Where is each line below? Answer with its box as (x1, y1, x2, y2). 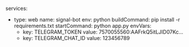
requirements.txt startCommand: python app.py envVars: (13, 23, 152, 29)
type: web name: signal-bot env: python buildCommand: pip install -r (13, 16, 180, 23)
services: (5, 5, 28, 12)
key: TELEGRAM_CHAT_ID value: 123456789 (22, 35, 130, 41)
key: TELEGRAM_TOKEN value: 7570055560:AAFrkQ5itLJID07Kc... (22, 28, 184, 35)
